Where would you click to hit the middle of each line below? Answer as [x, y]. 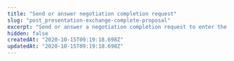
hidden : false [28, 33]
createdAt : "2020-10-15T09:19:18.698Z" [66, 40]
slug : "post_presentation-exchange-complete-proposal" [89, 20]
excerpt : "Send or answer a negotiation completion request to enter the [117, 27]
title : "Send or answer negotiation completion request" [92, 14]
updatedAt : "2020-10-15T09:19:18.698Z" [66, 46]
